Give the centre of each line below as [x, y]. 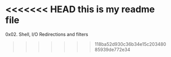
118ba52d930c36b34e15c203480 [130, 44]
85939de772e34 [112, 49]
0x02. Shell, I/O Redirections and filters [47, 34]
